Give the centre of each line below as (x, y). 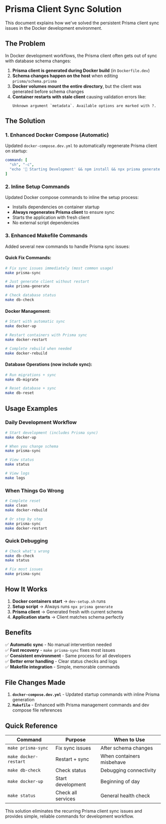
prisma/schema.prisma (34, 81)
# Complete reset (23, 501)
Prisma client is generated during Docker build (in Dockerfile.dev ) (81, 70)
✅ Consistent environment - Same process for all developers (68, 655)
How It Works (26, 589)
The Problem (25, 44)
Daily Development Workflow (41, 423)
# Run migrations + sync (31, 375)
